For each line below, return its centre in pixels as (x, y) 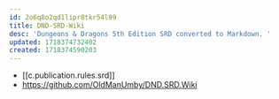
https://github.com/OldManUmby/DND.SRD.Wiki (109, 85)
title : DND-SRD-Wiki (47, 26)
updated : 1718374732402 (53, 42)
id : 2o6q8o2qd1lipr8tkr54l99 (63, 17)
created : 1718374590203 (53, 50)
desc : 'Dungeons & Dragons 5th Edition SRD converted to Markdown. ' (140, 34)
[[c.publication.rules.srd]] (68, 75)
